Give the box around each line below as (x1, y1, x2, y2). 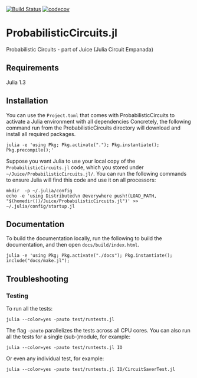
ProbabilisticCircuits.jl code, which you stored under (6, 163, 144, 171)
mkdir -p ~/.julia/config (6, 188, 73, 193)
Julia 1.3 (6, 79, 26, 86)
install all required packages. (6, 130, 76, 137)
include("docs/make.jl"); (6, 258, 70, 264)
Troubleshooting (6, 274, 69, 284)
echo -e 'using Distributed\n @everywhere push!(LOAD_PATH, (6, 193, 157, 199)
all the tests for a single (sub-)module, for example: (6, 333, 131, 340)
